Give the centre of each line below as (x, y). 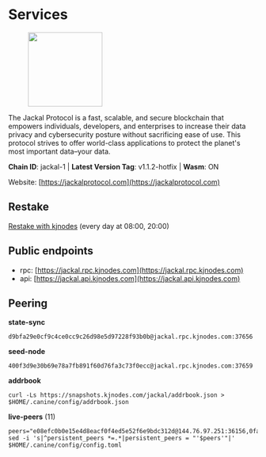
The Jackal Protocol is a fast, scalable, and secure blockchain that (116, 117)
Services (38, 15)
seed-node (27, 352)
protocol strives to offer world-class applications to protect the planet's (124, 143)
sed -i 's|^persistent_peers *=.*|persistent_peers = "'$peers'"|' (122, 438)
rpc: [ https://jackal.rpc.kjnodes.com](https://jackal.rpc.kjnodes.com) (131, 270)
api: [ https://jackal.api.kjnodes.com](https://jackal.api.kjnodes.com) (130, 278)
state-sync (27, 322)
